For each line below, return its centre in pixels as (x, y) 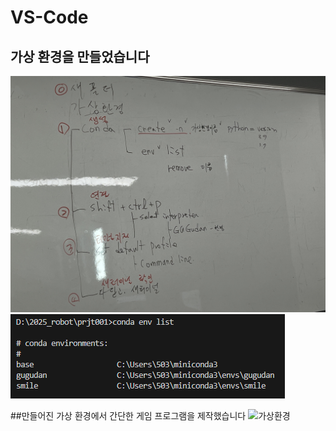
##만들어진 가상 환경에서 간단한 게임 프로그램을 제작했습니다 (128, 415)
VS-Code (49, 17)
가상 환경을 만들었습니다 (80, 56)
